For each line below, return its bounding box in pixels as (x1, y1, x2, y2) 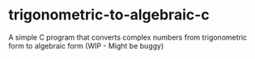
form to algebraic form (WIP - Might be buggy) (8, 40, 164, 50)
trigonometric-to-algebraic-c (8, 6, 210, 24)
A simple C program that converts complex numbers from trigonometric (8, 32, 248, 42)
